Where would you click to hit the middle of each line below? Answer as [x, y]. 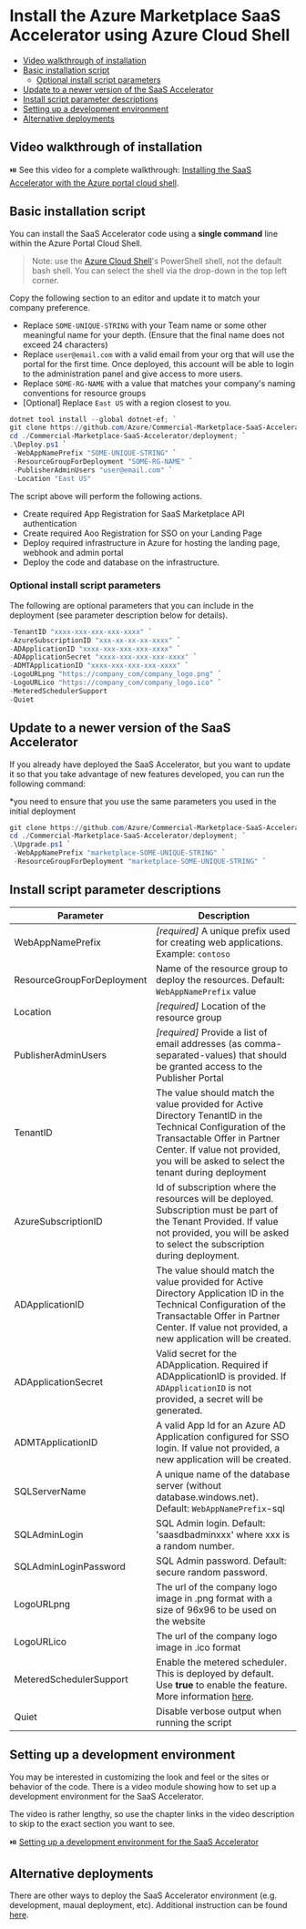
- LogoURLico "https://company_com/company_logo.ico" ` [116, 683]
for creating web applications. [220, 942]
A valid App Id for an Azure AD [221, 1425]
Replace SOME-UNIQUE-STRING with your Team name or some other [144, 325]
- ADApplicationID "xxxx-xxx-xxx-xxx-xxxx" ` [95, 649]
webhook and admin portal [73, 552]
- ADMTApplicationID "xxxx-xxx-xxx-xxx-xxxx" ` [99, 666]
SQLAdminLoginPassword [70, 1566]
